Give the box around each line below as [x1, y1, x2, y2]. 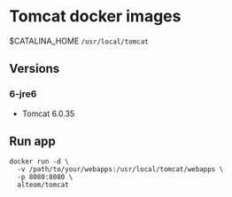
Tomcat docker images [9, 6, 182, 27]
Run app [9, 134, 56, 149]
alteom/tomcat [17, 180, 69, 190]
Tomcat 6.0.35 [21, 108, 75, 119]
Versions [9, 61, 60, 76]
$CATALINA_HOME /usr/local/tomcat [9, 35, 149, 46]
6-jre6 [9, 88, 37, 100]
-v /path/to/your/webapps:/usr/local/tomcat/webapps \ [17, 165, 224, 174]
